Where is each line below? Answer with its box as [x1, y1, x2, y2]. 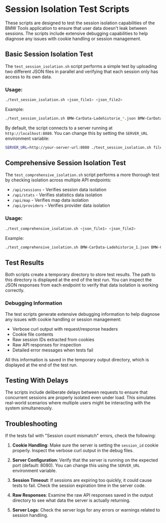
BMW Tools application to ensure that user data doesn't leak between [5, 25, 147, 31]
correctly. [5, 288, 25, 293]
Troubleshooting [5, 419, 58, 428]
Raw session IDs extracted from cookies [12, 336, 95, 343]
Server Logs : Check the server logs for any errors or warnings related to [12, 507, 161, 513]
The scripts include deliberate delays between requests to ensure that [5, 389, 148, 395]
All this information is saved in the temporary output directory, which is [5, 356, 149, 362]
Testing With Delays [5, 376, 69, 385]
